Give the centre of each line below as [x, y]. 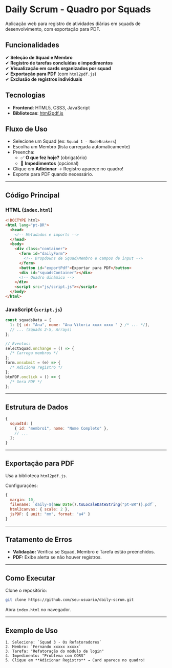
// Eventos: [18, 344]
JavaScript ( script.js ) [34, 309]
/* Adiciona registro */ [36, 368]
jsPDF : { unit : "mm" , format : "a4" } [50, 514]
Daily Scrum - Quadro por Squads [78, 9]
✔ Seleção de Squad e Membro [39, 57]
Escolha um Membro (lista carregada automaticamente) [71, 147]
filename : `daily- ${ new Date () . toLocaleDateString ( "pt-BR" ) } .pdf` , [83, 505]
